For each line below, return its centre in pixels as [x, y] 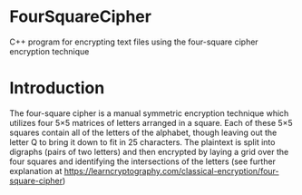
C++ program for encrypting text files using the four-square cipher [134, 42]
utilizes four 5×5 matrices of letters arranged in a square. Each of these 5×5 [151, 122]
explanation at [36, 171]
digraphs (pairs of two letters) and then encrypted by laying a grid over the [149, 151]
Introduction [57, 88]
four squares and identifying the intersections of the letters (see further [143, 161]
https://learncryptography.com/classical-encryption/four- [171, 171]
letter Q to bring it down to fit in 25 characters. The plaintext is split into [142, 141]
